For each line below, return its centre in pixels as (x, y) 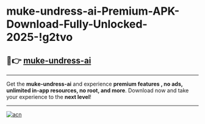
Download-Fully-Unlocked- (77, 24)
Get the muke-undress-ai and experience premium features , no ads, (95, 84)
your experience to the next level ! (49, 97)
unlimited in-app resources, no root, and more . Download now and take (98, 90)
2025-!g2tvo (40, 37)
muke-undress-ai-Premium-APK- (93, 11)
